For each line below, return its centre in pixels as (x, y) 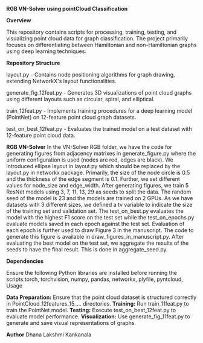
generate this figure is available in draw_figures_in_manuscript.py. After (95, 237)
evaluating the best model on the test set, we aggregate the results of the (98, 243)
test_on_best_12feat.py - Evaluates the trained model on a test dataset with (99, 129)
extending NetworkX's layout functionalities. (61, 81)
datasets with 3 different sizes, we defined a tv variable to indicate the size (99, 205)
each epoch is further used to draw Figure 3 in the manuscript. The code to (100, 230)
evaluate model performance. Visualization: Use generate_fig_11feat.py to (98, 316)
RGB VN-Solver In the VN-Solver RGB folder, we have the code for (89, 147)
